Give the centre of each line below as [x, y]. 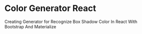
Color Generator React [50, 8]
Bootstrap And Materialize [30, 26]
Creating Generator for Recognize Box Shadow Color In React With [71, 22]
